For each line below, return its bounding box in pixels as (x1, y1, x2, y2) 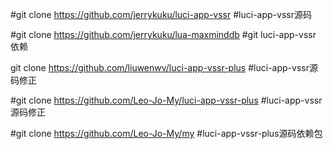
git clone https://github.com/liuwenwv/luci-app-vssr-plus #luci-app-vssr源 (10, 62, 318, 73)
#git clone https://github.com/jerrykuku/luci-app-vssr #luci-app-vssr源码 (10, 9, 312, 20)
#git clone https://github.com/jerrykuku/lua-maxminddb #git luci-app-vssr (10, 29, 317, 40)
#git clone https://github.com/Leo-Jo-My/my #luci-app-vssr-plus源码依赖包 (10, 128, 323, 139)
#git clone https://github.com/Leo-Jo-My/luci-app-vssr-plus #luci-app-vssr (10, 94, 323, 106)
